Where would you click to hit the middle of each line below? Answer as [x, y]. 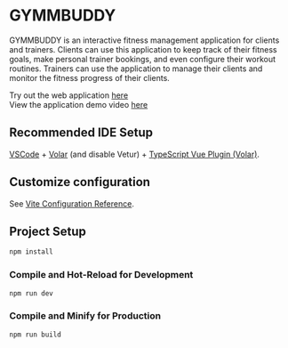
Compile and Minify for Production [85, 316]
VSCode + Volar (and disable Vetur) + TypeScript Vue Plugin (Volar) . [135, 154]
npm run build [36, 335]
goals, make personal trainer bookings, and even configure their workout [143, 59]
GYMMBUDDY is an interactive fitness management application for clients [144, 40]
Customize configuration [80, 182]
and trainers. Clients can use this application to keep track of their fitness [143, 49]
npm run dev [31, 293]
